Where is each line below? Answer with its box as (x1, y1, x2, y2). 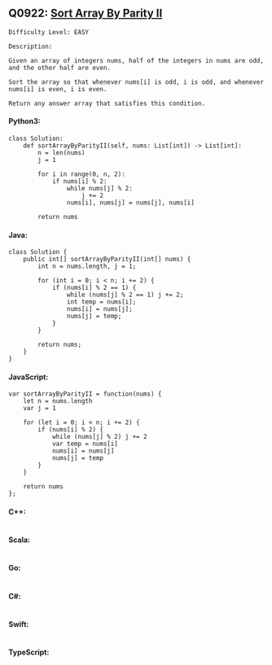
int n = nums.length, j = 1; (37, 262, 137, 271)
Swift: (8, 619, 29, 629)
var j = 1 (23, 405, 57, 413)
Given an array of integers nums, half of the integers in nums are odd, (8, 56, 265, 64)
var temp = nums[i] (51, 440, 118, 448)
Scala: (8, 535, 31, 545)
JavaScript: (8, 372, 49, 382)
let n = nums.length (23, 397, 93, 405)
